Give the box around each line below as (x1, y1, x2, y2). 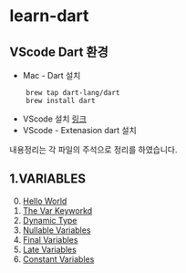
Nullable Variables (22, 225, 91, 236)
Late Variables (22, 244, 77, 255)
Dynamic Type (22, 215, 77, 226)
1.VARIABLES (9, 171, 87, 187)
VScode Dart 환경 (9, 44, 109, 59)
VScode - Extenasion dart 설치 (22, 125, 137, 135)
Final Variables (22, 234, 78, 245)
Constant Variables (22, 253, 95, 265)
